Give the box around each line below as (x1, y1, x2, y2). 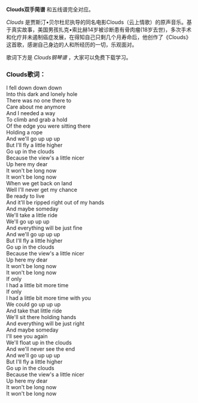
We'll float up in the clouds (6, 339, 72, 347)
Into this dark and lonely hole (6, 91, 78, 98)
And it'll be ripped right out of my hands (6, 199, 105, 206)
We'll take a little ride (6, 212, 58, 219)
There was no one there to (6, 97, 72, 104)
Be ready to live (6, 193, 45, 200)
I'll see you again (6, 333, 48, 340)
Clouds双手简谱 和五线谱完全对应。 (6, 6, 95, 13)
